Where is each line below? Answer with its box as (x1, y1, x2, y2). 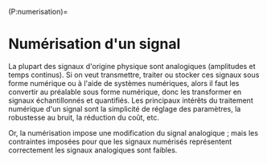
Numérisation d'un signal (8, 35, 181, 53)
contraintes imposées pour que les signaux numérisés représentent (8, 137, 232, 146)
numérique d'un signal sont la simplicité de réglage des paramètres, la (8, 104, 241, 113)
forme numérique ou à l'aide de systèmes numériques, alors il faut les (8, 78, 240, 88)
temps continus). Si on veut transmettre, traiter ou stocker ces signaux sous (8, 70, 260, 79)
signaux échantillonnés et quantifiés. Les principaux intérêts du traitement (8, 96, 253, 105)
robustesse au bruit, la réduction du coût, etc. (8, 112, 159, 122)
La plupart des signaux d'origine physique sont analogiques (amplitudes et (8, 61, 256, 71)
